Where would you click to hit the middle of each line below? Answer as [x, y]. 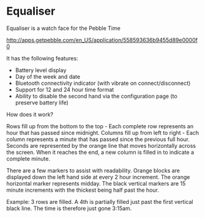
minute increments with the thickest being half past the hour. [83, 190]
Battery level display [41, 70]
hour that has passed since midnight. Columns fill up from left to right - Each [103, 133]
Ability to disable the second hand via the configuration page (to [96, 96]
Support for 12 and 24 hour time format [65, 89]
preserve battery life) [42, 103]
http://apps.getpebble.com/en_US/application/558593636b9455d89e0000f [102, 40]
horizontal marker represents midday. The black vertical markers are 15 [96, 183]
